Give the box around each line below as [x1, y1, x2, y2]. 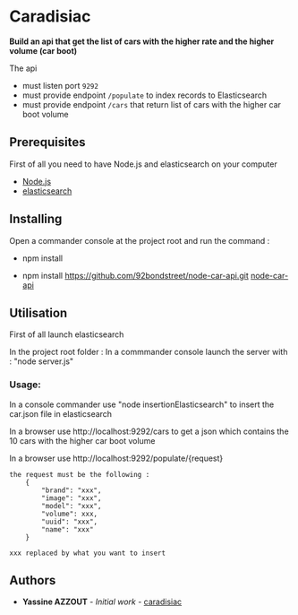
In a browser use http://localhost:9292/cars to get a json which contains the [9, 426, 289, 437]
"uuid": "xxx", [41, 517, 98, 526]
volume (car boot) [9, 45, 78, 56]
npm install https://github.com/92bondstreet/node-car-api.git [21, 270, 249, 281]
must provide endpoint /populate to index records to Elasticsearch [21, 90, 268, 100]
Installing [9, 212, 63, 227]
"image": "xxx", [41, 493, 102, 503]
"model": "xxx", [41, 501, 102, 510]
